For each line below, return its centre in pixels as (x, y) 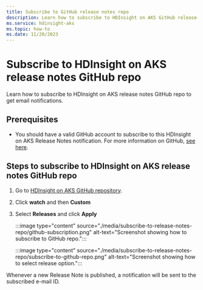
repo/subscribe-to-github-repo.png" (61, 257)
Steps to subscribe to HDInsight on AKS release (98, 167)
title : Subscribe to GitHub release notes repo (68, 12)
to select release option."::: (49, 263)
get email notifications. (35, 101)
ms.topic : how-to (28, 29)
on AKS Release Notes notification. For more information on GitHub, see (105, 141)
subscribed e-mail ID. (33, 281)
